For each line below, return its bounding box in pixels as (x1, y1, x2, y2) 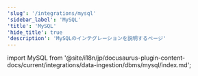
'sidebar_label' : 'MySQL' (7, 16, 81, 23)
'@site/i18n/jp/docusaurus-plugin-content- (64, 54, 186, 62)
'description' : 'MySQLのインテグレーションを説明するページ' (7, 35, 166, 42)
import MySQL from (7, 54, 63, 62)
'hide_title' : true (7, 28, 63, 36)
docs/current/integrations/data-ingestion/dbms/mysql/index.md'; (7, 61, 192, 69)
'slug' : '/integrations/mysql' (7, 9, 97, 17)
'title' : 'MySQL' (7, 22, 57, 29)
